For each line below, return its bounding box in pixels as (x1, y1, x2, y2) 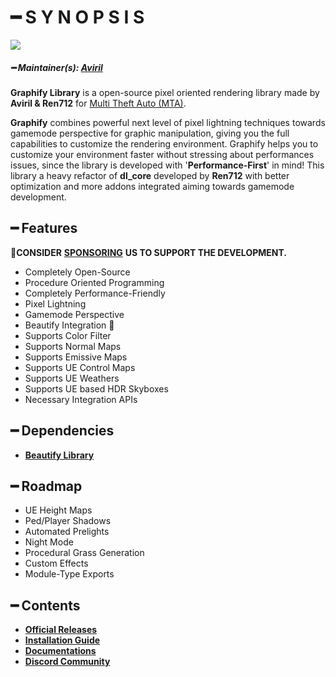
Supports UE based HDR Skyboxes (24, 382, 169, 395)
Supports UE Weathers (24, 372, 120, 384)
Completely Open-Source (24, 266, 131, 278)
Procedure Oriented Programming (24, 276, 165, 288)
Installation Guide (24, 634, 101, 646)
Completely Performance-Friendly (24, 287, 166, 299)
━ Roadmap (10, 477, 83, 495)
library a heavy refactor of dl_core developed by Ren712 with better (10, 169, 290, 181)
